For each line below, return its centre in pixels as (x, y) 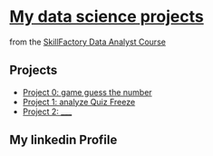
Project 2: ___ (47, 112)
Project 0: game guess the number (87, 92)
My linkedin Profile (63, 140)
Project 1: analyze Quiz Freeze (79, 102)
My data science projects (106, 17)
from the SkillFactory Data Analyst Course (87, 42)
